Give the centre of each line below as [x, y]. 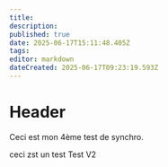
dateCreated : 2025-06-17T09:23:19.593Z [84, 68]
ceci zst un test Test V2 [53, 154]
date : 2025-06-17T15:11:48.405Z [70, 43]
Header [37, 112]
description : [34, 26]
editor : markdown [42, 59]
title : [22, 18]
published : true [40, 34]
